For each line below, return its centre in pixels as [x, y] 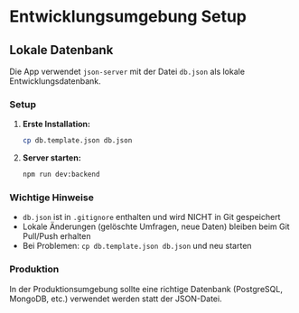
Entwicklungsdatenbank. [55, 81]
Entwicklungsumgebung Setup [128, 17]
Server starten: [51, 158]
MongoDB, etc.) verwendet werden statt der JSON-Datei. [116, 299]
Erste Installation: [56, 124]
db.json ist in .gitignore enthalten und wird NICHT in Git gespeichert [151, 217]
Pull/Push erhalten [56, 236]
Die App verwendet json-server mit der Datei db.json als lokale [127, 71]
